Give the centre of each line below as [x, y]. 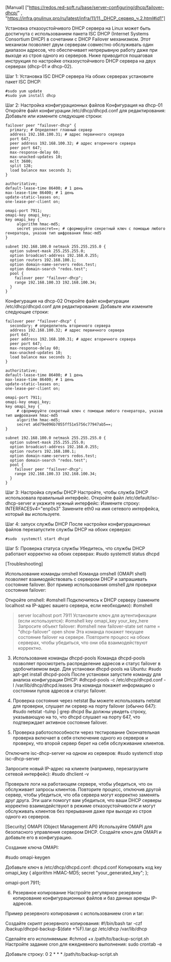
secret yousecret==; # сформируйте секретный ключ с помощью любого [91, 229]
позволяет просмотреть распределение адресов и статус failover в [87, 663]
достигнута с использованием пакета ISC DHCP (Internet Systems [77, 34]
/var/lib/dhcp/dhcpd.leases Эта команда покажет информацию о [85, 685]
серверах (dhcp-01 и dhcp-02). [39, 66]
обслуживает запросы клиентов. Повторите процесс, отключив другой [83, 789]
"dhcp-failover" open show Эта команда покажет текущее [81, 632]
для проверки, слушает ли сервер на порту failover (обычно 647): [84, 706]
